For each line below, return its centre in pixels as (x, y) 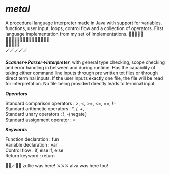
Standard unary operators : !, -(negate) (46, 114)
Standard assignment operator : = (41, 120)
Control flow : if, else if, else (34, 150)
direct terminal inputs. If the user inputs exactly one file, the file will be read (84, 78)
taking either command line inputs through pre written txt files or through (82, 73)
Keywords (16, 129)
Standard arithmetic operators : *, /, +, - (47, 109)
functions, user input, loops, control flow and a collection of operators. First (84, 28)
